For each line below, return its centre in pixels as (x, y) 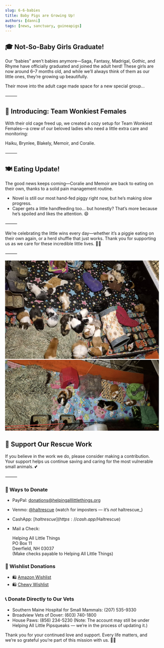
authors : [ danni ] (23, 21)
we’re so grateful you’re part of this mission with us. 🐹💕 (61, 640)
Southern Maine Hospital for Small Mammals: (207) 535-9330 (74, 610)
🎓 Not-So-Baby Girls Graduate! (54, 47)
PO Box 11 (22, 543)
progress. (22, 203)
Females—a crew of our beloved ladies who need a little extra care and (76, 128)
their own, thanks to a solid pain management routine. (59, 189)
